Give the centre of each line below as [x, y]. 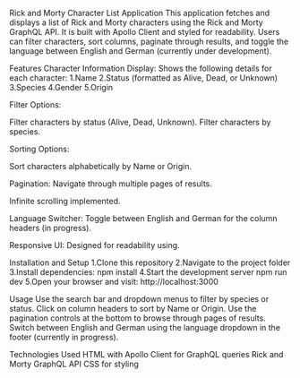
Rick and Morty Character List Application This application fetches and [140, 13]
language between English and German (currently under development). [141, 51]
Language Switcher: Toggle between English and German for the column [143, 218]
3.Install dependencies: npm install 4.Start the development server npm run [148, 272]
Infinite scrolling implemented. [65, 201]
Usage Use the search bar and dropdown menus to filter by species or [139, 299]
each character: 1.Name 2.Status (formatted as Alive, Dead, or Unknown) [144, 78]
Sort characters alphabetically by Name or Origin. [101, 166]
